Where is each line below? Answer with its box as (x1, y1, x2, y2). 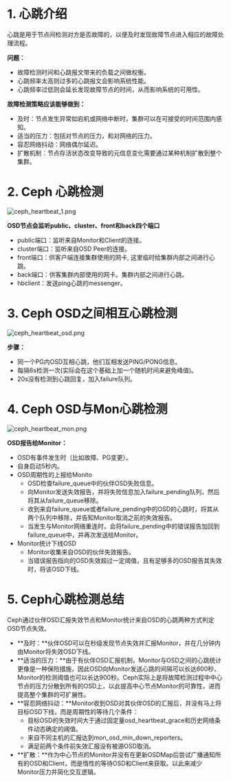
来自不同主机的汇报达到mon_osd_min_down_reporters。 (27, 733, 187, 741)
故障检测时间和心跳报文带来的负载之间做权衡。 (16, 68, 150, 76)
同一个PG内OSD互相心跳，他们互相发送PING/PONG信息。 (16, 357, 181, 366)
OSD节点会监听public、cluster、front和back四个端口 (7, 221, 160, 230)
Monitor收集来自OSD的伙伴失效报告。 (27, 548, 135, 556)
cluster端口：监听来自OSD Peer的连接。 (16, 245, 131, 253)
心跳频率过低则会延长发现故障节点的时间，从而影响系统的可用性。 (16, 85, 204, 93)
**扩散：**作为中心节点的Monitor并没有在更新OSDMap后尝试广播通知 (16, 750, 215, 759)
